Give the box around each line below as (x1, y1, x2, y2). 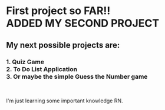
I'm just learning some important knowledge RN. (6, 97, 123, 104)
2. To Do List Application (6, 65, 78, 73)
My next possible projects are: (6, 40, 120, 50)
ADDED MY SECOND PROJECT (6, 16, 160, 30)
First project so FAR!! (6, 4, 111, 18)
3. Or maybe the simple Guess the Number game (6, 72, 148, 81)
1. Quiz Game (6, 58, 44, 66)
